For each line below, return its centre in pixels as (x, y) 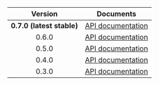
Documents (116, 14)
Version (45, 14)
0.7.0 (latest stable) (45, 26)
